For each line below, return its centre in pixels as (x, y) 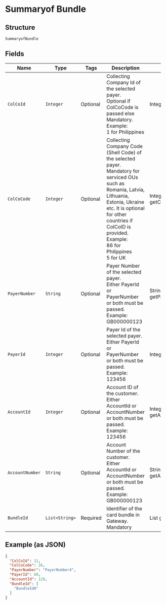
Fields (15, 54)
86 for (114, 245)
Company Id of (124, 82)
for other (117, 214)
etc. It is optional (125, 208)
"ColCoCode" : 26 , (27, 565)
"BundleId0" (26, 588)
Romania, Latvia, (125, 189)
